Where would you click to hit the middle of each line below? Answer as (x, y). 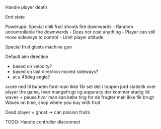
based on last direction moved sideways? (55, 71)
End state (15, 17)
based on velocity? (32, 66)
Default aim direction (27, 56)
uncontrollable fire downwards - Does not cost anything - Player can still (80, 32)
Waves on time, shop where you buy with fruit (53, 102)
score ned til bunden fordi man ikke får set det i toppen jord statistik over (80, 86)
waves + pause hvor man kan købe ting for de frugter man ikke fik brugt (80, 97)
